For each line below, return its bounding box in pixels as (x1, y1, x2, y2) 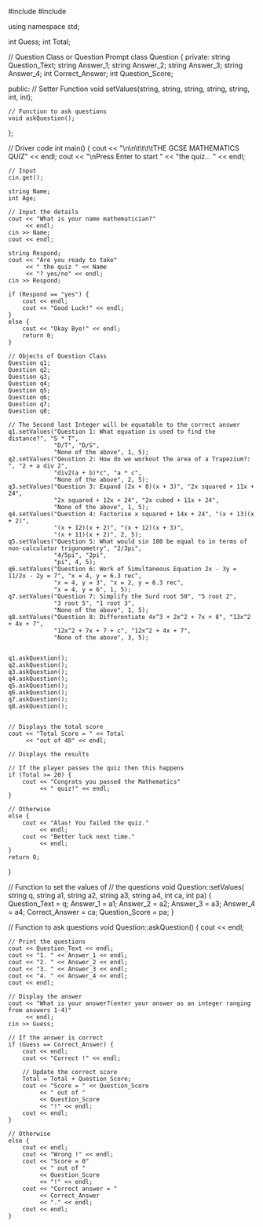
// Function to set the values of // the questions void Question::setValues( (8, 883, 245, 891)
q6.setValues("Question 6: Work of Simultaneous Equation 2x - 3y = (8, 565, 237, 573)
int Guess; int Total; (8, 37, 71, 46)
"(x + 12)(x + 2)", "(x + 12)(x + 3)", (53, 524, 184, 532)
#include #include (8, 7, 67, 16)
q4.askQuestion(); (8, 675, 68, 683)
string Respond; (8, 249, 61, 257)
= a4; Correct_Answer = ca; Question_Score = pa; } (8, 908, 174, 916)
